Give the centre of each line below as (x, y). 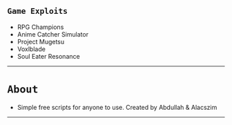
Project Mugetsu (41, 41)
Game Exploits (37, 11)
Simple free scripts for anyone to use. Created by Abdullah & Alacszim (117, 107)
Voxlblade (31, 49)
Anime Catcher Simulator (52, 34)
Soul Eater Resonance (49, 56)
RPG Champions (40, 27)
